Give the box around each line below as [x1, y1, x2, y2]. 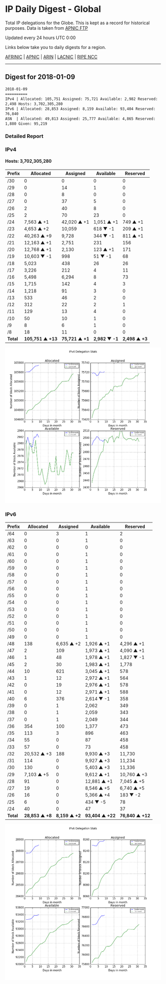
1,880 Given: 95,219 [5, 121, 48, 126]
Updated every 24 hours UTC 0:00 [5, 35, 76, 41]
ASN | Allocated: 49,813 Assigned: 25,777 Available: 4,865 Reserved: [5, 116, 156, 121]
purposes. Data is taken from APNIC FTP [5, 25, 88, 31]
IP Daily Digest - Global [5, 3, 101, 15]
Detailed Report [5, 133, 43, 140]
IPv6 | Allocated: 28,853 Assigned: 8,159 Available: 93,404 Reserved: [5, 106, 156, 111]
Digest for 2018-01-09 [5, 73, 76, 81]
